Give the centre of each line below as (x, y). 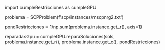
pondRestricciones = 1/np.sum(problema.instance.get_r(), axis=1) (74, 27)
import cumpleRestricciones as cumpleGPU (51, 7)
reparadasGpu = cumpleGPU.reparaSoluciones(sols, (60, 37)
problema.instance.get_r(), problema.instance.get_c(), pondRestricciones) (82, 42)
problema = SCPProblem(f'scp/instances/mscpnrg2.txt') (64, 17)
